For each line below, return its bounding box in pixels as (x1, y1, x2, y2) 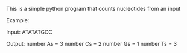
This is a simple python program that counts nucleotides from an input (6, 5, 181, 12)
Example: (6, 17, 30, 23)
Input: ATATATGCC (6, 28, 53, 36)
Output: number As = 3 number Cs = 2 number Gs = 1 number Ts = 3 (6, 40, 177, 47)
